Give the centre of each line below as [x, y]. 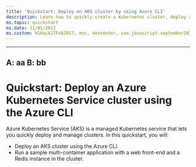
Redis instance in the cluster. [49, 159]
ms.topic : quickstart [32, 22]
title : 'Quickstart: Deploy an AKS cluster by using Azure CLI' [86, 11]
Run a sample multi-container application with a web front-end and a [97, 152]
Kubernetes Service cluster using [89, 100]
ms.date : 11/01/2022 [31, 28]
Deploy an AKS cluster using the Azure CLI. [66, 146]
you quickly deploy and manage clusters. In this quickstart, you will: [87, 135]
